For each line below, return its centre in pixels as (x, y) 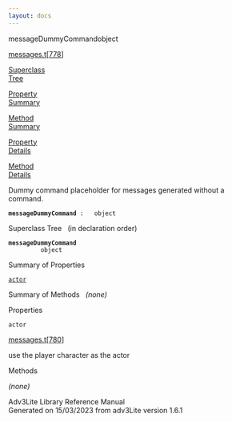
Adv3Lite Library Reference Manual (67, 401)
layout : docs (30, 16)
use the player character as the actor (69, 355)
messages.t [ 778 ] (36, 54)
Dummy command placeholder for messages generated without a (116, 190)
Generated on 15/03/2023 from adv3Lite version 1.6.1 (96, 410)
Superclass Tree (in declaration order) (73, 228)
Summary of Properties (47, 265)
